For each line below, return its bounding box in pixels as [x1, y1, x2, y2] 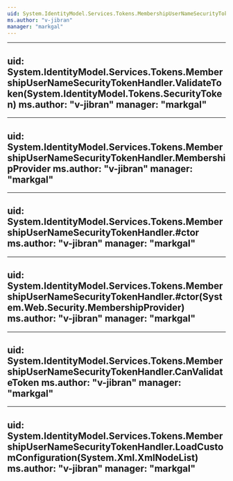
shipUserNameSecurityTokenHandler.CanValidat [7, 366, 223, 378]
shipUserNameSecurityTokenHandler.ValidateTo [7, 77, 222, 89]
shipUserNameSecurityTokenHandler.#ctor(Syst [7, 291, 223, 303]
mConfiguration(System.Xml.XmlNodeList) [7, 452, 199, 464]
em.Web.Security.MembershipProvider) [7, 302, 185, 314]
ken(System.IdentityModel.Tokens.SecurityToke [7, 87, 223, 99]
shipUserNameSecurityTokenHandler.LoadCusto [7, 441, 224, 453]
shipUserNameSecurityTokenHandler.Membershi [7, 152, 226, 164]
